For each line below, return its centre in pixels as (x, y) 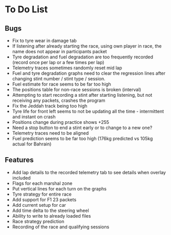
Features (19, 160)
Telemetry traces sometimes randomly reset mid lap (67, 68)
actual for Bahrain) (32, 144)
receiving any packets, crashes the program (59, 100)
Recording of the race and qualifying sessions (61, 227)
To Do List (26, 9)
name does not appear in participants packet (59, 51)
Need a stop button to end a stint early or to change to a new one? (82, 127)
